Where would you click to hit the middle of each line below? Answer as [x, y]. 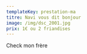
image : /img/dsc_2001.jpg [38, 23]
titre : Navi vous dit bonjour [44, 17]
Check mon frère [27, 46]
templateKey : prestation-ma [41, 12]
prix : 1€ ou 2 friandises [38, 28]
